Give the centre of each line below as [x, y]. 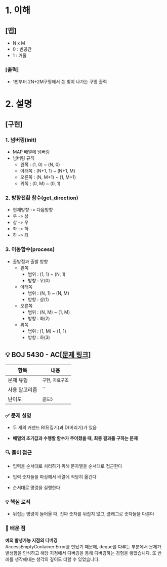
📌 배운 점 [15, 528]
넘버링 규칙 [24, 158]
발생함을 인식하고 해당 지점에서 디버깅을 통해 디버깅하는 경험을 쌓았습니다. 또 [81, 553]
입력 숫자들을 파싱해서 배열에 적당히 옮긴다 [55, 477]
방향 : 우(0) [39, 280]
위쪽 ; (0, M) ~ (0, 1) [40, 184]
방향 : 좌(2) [39, 318]
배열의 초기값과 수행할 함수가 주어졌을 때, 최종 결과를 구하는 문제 [75, 438]
